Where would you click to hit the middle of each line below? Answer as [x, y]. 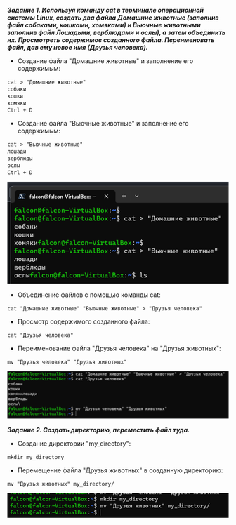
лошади [17, 152]
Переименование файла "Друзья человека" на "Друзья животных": [119, 348]
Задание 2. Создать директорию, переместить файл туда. [99, 430]
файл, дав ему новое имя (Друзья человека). [78, 47]
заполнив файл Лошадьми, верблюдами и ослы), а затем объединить [117, 32]
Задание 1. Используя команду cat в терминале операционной [106, 10]
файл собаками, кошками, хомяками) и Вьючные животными [104, 25]
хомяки [17, 103]
